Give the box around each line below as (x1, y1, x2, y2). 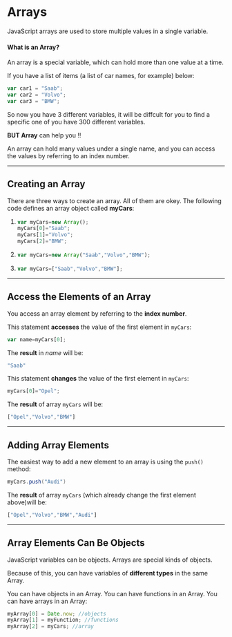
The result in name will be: (7, 348, 84, 356)
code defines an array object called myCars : (7, 204, 135, 212)
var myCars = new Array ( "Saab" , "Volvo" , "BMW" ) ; (17, 251, 151, 259)
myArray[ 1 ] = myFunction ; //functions (7, 616, 119, 624)
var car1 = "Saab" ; (7, 85, 64, 92)
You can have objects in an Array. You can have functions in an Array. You (7, 589, 217, 598)
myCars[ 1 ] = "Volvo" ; (17, 231, 74, 238)
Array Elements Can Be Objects (7, 537, 145, 549)
